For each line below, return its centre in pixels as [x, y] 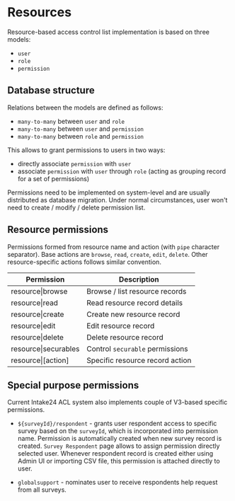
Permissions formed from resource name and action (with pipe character [114, 247]
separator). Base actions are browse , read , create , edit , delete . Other [108, 254]
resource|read [35, 303]
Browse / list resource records [136, 291]
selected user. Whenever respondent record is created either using [115, 454]
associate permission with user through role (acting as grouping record [122, 171]
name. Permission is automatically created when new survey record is [120, 439]
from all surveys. [42, 490]
